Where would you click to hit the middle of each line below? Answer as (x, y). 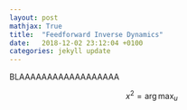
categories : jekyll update (60, 51)
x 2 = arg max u (152, 96)
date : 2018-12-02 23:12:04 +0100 (76, 43)
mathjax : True (36, 26)
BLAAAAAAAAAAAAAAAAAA (65, 77)
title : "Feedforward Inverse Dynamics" (87, 34)
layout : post (34, 18)
